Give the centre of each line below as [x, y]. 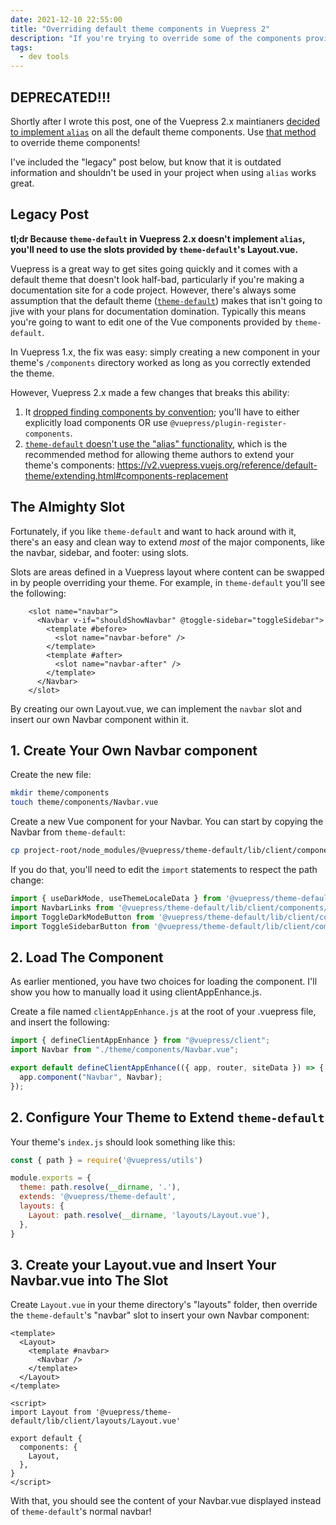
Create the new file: [51, 775]
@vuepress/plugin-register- [228, 423]
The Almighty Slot [67, 507]
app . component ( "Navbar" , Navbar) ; [91, 1077]
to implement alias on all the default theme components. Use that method [163, 132]
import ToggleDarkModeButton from [82, 917]
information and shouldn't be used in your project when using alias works [163, 172]
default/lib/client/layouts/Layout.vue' [96, 1421]
